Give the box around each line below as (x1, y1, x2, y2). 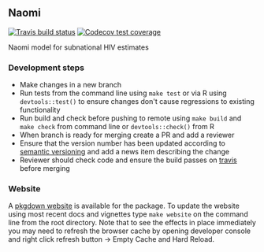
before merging (19, 164, 71, 173)
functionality (19, 106, 61, 115)
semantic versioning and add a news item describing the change (19, 147, 230, 157)
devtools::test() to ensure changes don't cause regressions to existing (19, 97, 255, 106)
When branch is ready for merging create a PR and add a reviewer (19, 130, 235, 140)
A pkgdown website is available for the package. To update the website (8, 201, 240, 211)
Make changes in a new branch (19, 80, 122, 90)
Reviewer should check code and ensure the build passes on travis (19, 155, 238, 165)
